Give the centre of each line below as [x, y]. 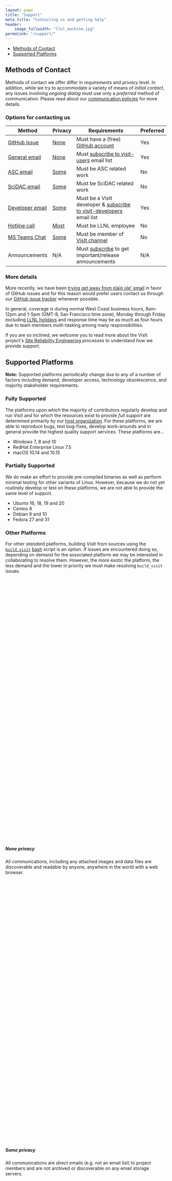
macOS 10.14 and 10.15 [36, 452]
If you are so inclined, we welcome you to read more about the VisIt [77, 335]
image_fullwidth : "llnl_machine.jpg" [55, 29]
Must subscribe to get [103, 249]
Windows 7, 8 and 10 [34, 442]
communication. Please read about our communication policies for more [81, 98]
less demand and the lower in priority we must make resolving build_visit [84, 566]
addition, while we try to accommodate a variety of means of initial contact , [85, 88]
